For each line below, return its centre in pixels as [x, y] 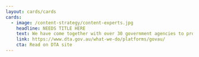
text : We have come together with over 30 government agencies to [100, 34]
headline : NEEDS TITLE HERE [51, 28]
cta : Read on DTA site [44, 45]
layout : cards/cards [31, 12]
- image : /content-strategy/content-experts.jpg [72, 23]
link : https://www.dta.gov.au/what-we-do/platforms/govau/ [91, 39]
